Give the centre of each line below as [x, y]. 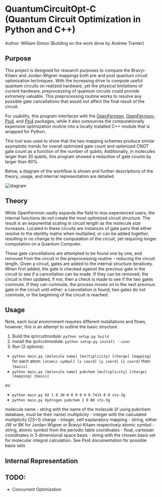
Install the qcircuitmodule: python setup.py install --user [71, 342]
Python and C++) [40, 30]
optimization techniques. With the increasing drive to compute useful [74, 80]
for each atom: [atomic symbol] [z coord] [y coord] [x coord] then [81, 361]
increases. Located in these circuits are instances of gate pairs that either [78, 228]
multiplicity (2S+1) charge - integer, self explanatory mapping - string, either [81, 420]
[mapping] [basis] [31, 376]
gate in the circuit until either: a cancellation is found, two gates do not [75, 289]
